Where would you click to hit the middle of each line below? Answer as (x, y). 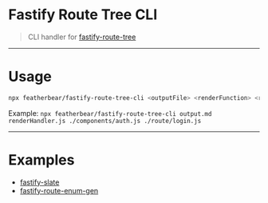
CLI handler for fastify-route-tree (82, 37)
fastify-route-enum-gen (59, 190)
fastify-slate (39, 182)
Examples (41, 159)
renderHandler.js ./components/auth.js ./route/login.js (105, 121)
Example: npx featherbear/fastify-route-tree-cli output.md (110, 113)
